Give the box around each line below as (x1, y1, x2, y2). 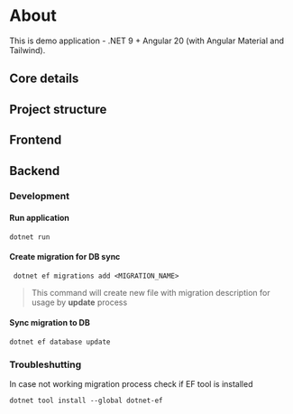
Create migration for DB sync (9, 252, 121, 262)
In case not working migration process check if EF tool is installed (9, 379, 253, 390)
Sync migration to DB (9, 317, 90, 328)
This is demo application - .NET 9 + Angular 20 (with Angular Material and (9, 35, 284, 46)
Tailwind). (9, 44, 46, 55)
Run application (9, 213, 70, 224)
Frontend (9, 133, 62, 148)
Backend (9, 163, 60, 179)
